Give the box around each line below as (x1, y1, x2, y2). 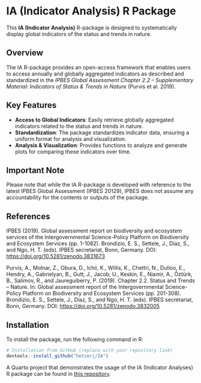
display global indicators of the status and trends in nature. (6, 30, 152, 37)
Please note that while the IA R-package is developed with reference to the (6, 181, 191, 188)
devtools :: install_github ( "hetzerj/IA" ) (6, 352, 109, 359)
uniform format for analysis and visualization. (14, 135, 127, 142)
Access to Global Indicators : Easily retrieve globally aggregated (14, 116, 174, 123)
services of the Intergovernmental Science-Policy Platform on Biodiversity (6, 234, 189, 241)
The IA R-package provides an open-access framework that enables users (6, 64, 191, 71)
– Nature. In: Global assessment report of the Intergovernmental (6, 284, 164, 291)
